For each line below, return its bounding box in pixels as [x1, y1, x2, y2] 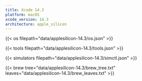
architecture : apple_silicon [5, 21, 67, 27]
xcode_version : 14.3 [5, 17, 49, 22]
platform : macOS [5, 12, 40, 17]
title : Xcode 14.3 [5, 7, 44, 13]
